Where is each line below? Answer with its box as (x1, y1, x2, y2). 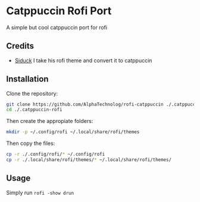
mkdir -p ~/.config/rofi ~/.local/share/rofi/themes (6, 129, 140, 135)
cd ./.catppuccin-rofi (6, 107, 62, 113)
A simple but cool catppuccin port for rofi (6, 24, 108, 31)
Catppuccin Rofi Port (6, 4, 112, 18)
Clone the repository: (6, 90, 58, 97)
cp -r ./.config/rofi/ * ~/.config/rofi (6, 151, 105, 157)
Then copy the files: (6, 140, 55, 147)
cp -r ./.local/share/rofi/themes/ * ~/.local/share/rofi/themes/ (6, 157, 171, 163)
